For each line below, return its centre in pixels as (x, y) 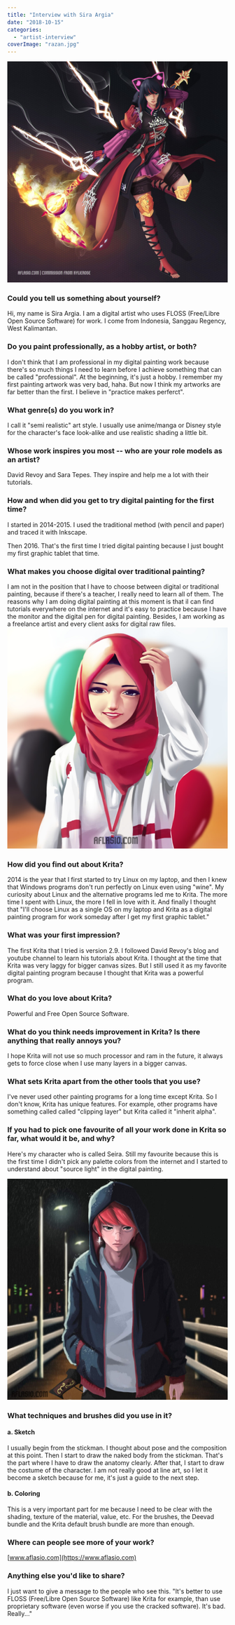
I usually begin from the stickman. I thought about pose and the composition (117, 1447)
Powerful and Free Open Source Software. (68, 1013)
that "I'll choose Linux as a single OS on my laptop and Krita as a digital (109, 909)
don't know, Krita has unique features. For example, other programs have (113, 1104)
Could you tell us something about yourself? (84, 298)
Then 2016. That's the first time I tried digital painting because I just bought (115, 546)
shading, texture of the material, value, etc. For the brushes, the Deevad (111, 1517)
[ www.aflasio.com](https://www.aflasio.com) (72, 1558)
